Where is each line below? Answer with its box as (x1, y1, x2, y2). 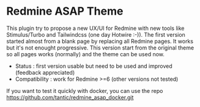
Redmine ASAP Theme (6, 4, 124, 18)
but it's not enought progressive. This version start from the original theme (6, 44, 194, 51)
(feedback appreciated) (15, 68, 75, 76)
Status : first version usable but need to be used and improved (15, 62, 172, 70)
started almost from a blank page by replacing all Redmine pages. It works (6, 37, 194, 45)
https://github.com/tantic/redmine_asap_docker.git (6, 94, 134, 101)
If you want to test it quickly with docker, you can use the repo (6, 87, 163, 94)
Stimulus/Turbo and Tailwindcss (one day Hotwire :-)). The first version (6, 31, 185, 38)
